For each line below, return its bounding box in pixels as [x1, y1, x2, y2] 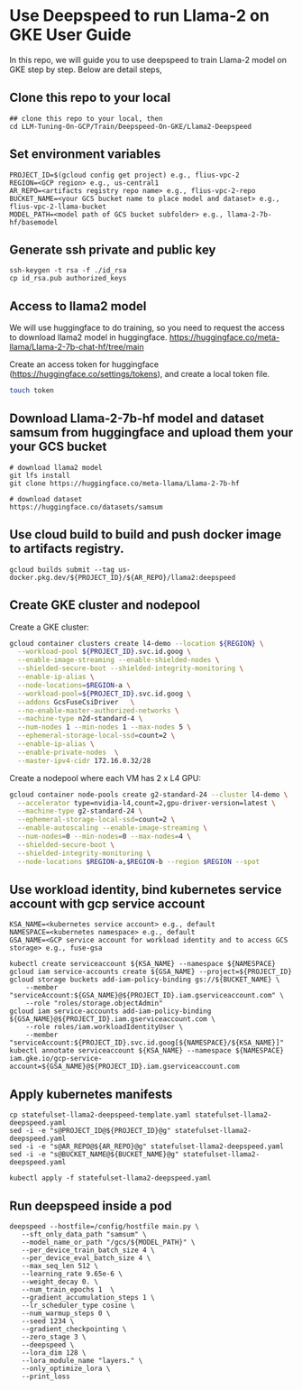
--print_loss [21, 1372, 70, 1381]
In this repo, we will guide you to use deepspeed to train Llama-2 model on [9, 54, 287, 65]
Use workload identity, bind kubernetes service [9, 881, 282, 898]
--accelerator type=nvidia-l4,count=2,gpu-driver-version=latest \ [17, 798, 277, 807]
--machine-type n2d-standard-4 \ [17, 714, 143, 723]
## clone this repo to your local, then [9, 114, 164, 123]
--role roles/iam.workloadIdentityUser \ [25, 1023, 183, 1032]
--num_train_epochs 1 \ [21, 1284, 115, 1294]
